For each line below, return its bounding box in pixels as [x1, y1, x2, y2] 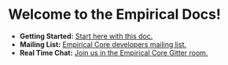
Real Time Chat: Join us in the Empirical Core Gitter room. [19, 48, 208, 57]
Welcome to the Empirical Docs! [8, 5, 222, 23]
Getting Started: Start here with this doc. [19, 31, 153, 41]
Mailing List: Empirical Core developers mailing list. [19, 39, 187, 49]
